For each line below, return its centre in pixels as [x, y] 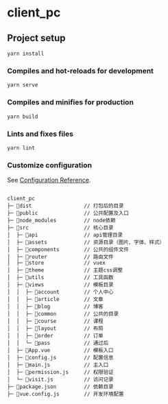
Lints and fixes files [40, 134]
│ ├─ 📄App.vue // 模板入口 [61, 350]
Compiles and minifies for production [70, 102]
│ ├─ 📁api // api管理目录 [65, 235]
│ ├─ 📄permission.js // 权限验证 [61, 372]
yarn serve [23, 85]
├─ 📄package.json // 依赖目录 [61, 387]
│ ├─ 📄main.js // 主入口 [58, 365]
